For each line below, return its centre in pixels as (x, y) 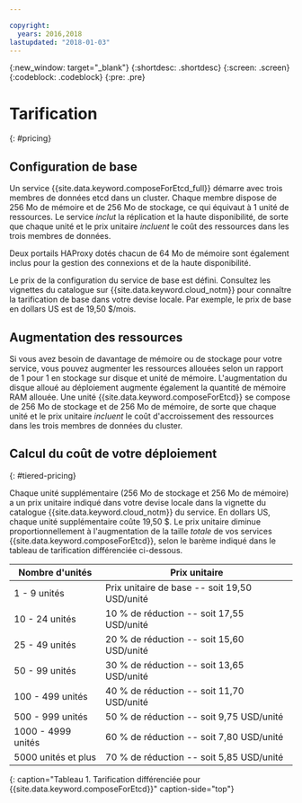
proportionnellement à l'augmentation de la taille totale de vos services (141, 531)
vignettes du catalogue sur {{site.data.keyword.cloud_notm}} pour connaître (151, 290)
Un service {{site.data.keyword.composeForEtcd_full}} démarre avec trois (146, 189)
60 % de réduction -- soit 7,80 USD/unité (194, 737)
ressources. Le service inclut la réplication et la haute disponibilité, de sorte (149, 217)
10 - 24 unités (45, 619)
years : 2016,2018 (50, 34)
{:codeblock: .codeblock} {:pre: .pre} (77, 77)
